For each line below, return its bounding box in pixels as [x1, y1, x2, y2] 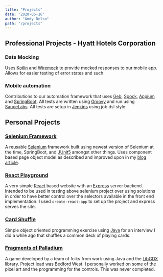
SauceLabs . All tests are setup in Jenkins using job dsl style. [5, 104, 127, 110]
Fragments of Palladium [5, 245, 63, 252]
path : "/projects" [5, 21, 43, 26]
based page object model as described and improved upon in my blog [5, 154, 147, 160]
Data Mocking [5, 53, 39, 60]
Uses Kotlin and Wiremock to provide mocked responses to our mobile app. [5, 65, 158, 71]
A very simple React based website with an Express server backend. [5, 183, 143, 189]
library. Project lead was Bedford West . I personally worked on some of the [5, 261, 156, 267]
